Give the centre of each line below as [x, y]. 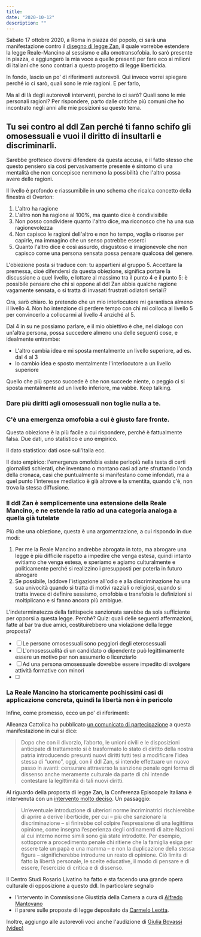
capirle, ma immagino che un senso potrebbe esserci [80, 241]
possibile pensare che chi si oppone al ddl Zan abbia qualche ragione [92, 284]
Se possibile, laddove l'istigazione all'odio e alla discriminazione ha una [103, 581]
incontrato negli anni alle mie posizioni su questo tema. [74, 108]
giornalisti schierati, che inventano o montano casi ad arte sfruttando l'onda [99, 468]
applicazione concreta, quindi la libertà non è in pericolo [89, 699]
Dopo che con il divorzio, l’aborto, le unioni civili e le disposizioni [100, 742]
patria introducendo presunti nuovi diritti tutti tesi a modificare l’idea [104, 755]
